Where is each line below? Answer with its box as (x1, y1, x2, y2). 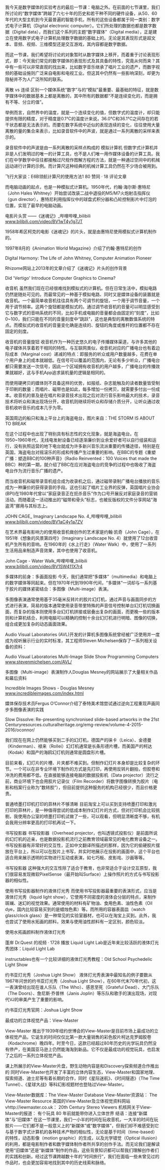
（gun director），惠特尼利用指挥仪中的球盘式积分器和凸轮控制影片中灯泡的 (5, 196, 157, 202)
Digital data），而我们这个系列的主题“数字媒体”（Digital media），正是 (13, 29, 153, 34)
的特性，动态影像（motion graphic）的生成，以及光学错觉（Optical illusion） (5, 1135, 160, 1141)
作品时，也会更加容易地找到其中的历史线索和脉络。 (5, 1160, 109, 1166)
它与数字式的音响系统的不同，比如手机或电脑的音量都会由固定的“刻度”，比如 (5, 310, 160, 316)
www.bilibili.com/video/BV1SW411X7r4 (5, 563, 83, 569)
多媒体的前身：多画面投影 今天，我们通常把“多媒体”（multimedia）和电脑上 (5, 574, 157, 580)
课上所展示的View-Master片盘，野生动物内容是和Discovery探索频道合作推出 (5, 1063, 159, 1069)
